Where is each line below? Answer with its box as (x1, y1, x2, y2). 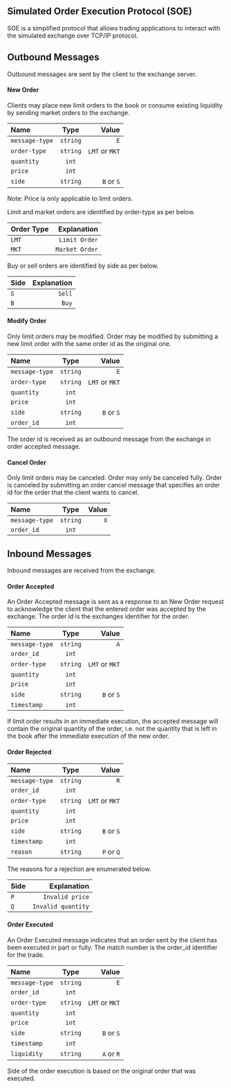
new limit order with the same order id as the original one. (7, 340, 172, 348)
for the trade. (7, 950, 45, 959)
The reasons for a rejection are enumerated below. (7, 865, 151, 873)
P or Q (102, 847, 120, 857)
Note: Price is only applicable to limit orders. (7, 194, 133, 202)
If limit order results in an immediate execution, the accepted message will (7, 717, 219, 725)
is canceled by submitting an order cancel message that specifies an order (7, 481, 220, 490)
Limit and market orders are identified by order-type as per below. (7, 207, 195, 216)
